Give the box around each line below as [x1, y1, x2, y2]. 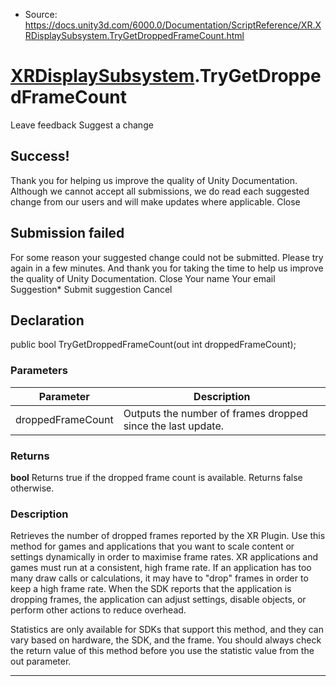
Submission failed [10, 225, 125, 242]
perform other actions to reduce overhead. [10, 604, 187, 616]
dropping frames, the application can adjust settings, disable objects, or [10, 594, 307, 606]
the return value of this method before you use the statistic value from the [10, 645, 315, 657]
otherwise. [10, 482, 55, 494]
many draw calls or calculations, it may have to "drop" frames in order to [10, 572, 309, 584]
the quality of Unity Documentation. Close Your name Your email [10, 272, 276, 284]
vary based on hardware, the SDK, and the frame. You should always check [10, 634, 322, 646]
